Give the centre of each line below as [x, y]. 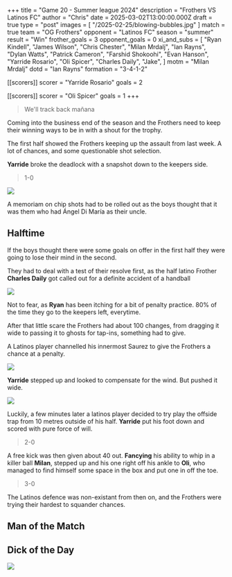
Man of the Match [46, 526]
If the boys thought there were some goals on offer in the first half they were [116, 250]
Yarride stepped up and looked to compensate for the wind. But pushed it [113, 380]
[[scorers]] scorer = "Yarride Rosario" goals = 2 [75, 82]
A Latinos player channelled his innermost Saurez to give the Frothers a [109, 346]
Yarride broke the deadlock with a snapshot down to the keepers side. [108, 164]
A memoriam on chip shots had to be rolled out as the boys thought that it [112, 204]
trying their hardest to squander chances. [66, 504]
